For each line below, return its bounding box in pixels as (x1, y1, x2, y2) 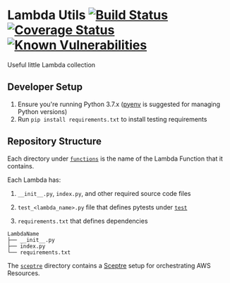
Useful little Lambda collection (7, 60, 96, 69)
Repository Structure (7, 135, 102, 148)
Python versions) (17, 107, 68, 116)
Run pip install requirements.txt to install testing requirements (17, 115, 207, 123)
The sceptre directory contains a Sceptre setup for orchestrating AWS (7, 261, 211, 270)
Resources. (7, 269, 40, 277)
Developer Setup (7, 81, 83, 93)
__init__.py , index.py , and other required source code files (17, 189, 191, 197)
